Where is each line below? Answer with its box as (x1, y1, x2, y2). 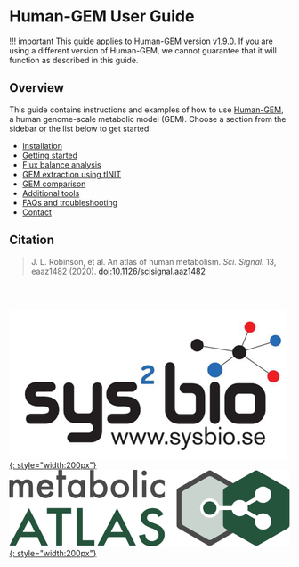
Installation (21, 140, 63, 151)
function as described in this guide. (9, 54, 139, 65)
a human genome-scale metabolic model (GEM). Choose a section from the (9, 113, 287, 124)
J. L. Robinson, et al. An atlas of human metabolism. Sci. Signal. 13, (30, 256, 277, 267)
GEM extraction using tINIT (21, 168, 122, 179)
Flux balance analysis (21, 159, 101, 170)
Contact (21, 207, 52, 218)
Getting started (21, 150, 78, 160)
